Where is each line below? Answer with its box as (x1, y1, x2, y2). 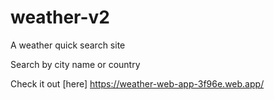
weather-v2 (10, 6, 110, 29)
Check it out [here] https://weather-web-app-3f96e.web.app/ (10, 77, 265, 90)
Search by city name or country (10, 58, 141, 70)
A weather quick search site (10, 39, 126, 51)
